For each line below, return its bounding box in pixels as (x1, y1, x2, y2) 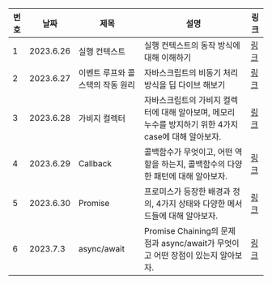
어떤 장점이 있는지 (153, 250, 219, 260)
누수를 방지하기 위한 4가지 (144, 119, 239, 130)
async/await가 (160, 238, 215, 248)
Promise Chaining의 (144, 226, 219, 236)
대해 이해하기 (144, 52, 192, 63)
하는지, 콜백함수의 (160, 158, 226, 170)
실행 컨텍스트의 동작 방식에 (144, 40, 240, 51)
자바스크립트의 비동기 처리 (144, 67, 239, 78)
